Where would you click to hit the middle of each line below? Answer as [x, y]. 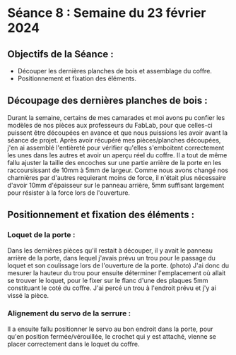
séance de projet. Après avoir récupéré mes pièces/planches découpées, [114, 140]
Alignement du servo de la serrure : [69, 313]
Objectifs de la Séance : [61, 54]
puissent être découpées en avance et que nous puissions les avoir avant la [118, 133]
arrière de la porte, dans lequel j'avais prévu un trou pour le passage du [111, 258]
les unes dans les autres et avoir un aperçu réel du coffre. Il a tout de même [117, 155]
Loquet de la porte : [41, 235]
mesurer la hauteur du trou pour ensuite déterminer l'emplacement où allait [117, 272]
